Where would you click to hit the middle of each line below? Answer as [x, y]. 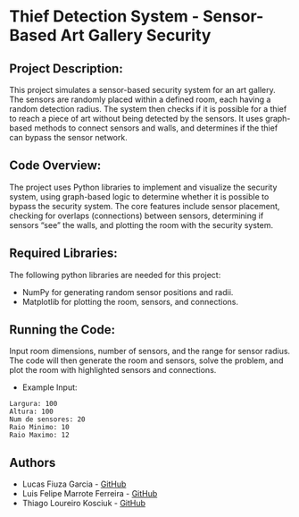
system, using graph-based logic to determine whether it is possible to [139, 196]
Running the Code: [62, 330]
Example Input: [50, 387]
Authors [33, 462]
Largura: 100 [33, 404]
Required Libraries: [63, 254]
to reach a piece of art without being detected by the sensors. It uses [136, 119]
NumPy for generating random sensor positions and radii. [128, 292]
